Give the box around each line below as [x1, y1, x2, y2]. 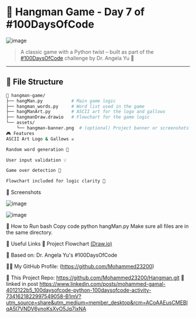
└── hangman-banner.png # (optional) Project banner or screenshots [16, 125, 190, 131]
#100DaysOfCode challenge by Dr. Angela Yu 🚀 [20, 54, 135, 61]
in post [22, 281, 38, 288]
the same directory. [6, 229, 53, 236]
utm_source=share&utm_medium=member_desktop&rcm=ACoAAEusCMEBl [6, 299, 188, 306]
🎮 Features [6, 130, 35, 136]
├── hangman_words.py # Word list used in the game [6, 103, 145, 109]
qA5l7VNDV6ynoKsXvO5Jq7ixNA [6, 305, 86, 312]
